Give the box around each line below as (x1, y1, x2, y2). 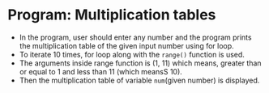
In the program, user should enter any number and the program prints (19, 32, 252, 42)
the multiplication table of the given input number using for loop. (19, 40, 234, 50)
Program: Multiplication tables (7, 6, 216, 24)
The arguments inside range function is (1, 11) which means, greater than (19, 58, 262, 68)
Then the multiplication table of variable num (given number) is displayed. (19, 75, 260, 85)
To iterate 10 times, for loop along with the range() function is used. (19, 49, 245, 59)
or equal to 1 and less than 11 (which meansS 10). (19, 66, 183, 76)
